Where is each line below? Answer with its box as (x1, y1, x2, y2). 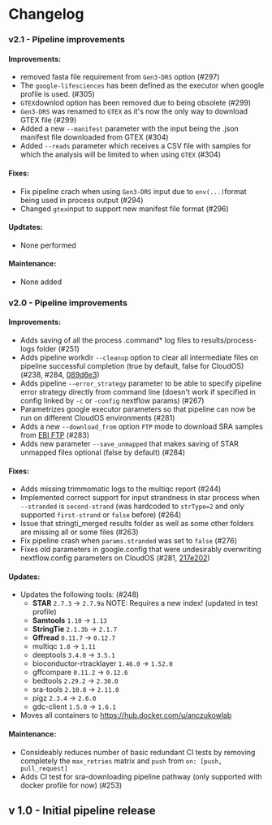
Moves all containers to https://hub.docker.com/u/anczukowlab (19, 711, 232, 720)
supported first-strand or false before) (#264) (19, 510, 182, 520)
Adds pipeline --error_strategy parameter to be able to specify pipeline (19, 378, 262, 388)
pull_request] (19, 764, 68, 772)
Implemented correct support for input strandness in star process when (19, 493, 260, 503)
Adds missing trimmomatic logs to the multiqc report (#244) (19, 484, 222, 494)
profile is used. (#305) (19, 89, 95, 99)
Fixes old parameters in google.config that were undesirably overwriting (19, 545, 261, 555)
